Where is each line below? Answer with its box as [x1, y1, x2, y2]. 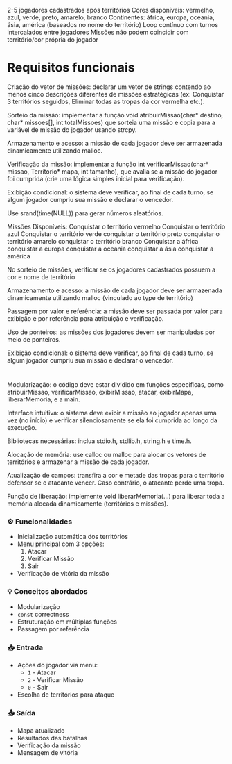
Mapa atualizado [17, 726, 65, 735]
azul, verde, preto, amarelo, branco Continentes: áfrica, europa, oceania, [7, 13, 215, 22]
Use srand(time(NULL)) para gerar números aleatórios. [7, 208, 164, 217]
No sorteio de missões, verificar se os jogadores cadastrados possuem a [7, 265, 216, 274]
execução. [7, 424, 37, 432]
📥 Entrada [7, 642, 44, 652]
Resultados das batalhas [17, 734, 88, 742]
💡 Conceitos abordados [7, 587, 88, 597]
